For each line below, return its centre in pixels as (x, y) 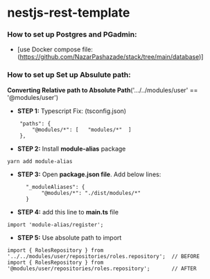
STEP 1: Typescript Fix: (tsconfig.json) (72, 111)
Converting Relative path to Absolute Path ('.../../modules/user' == (103, 90)
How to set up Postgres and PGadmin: (72, 35)
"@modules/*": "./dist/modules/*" (91, 193)
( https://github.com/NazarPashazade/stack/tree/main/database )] (110, 57)
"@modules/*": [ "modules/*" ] (82, 130)
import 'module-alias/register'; (55, 225)
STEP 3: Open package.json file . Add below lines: (89, 174)
